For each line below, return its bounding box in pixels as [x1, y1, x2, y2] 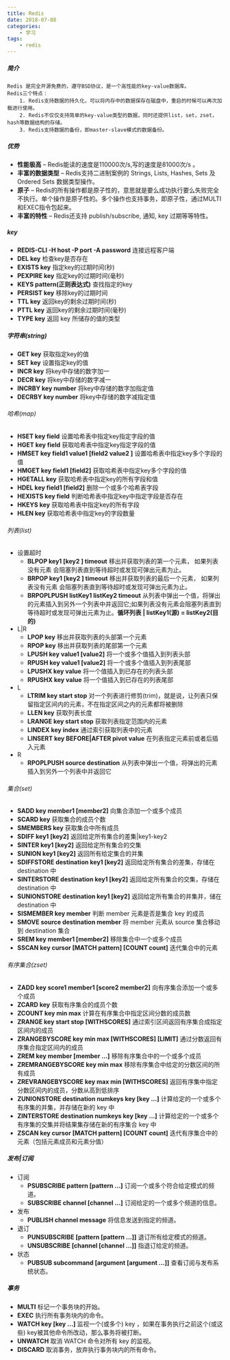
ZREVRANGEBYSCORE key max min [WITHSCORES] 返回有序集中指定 [16, 1077, 218, 1085]
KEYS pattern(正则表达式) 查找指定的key [16, 280, 133, 288]
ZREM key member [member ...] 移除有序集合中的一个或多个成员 [16, 1052, 202, 1060]
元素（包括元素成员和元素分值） [16, 1137, 107, 1146]
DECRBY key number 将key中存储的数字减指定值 [16, 392, 156, 401]
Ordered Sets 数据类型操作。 [16, 177, 99, 186]
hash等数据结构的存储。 [7, 119, 66, 126]
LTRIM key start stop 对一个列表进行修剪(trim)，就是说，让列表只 [27, 692, 212, 700]
